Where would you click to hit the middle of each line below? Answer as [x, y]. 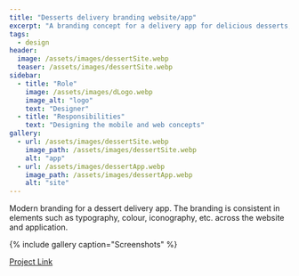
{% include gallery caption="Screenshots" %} [93, 245]
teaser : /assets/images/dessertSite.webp [95, 68]
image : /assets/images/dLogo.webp [89, 92]
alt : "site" [47, 183]
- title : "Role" [47, 84]
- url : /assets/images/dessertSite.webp [93, 142]
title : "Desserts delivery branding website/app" [103, 17]
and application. [39, 227]
